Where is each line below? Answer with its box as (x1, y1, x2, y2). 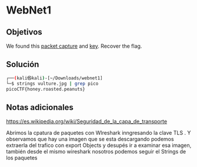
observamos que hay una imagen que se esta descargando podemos (6, 136, 175, 143)
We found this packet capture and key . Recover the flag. (6, 42, 142, 49)
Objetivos (6, 27, 42, 37)
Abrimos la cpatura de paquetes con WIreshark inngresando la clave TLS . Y (6, 129, 191, 136)
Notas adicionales (6, 102, 74, 112)
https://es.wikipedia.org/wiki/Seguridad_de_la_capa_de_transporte (6, 118, 168, 125)
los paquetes (6, 154, 38, 162)
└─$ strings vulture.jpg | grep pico (6, 81, 99, 86)
